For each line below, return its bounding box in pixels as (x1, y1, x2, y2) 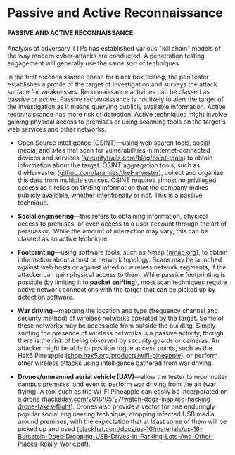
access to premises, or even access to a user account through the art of (17, 219, 227, 228)
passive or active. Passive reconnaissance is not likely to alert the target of (7, 95, 224, 103)
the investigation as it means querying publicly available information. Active (7, 103, 227, 111)
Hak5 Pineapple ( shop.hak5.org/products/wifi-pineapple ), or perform (17, 352, 218, 360)
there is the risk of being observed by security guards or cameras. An (17, 336, 220, 345)
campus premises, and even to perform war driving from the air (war (17, 380, 217, 388)
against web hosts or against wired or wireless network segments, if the (17, 263, 227, 271)
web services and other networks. (7, 125, 107, 134)
